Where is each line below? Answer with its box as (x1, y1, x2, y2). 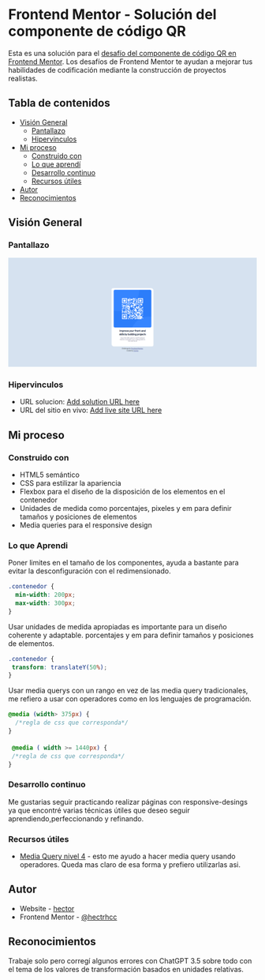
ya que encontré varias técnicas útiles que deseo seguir (8, 805, 191, 815)
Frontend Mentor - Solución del (8, 6, 217, 24)
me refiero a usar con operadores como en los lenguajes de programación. (8, 694, 252, 704)
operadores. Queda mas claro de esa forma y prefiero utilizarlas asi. (19, 860, 241, 869)
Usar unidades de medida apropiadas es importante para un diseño (8, 621, 227, 631)
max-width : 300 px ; (15, 599, 77, 607)
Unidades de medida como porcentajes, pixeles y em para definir (19, 503, 233, 513)
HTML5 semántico (19, 470, 80, 479)
